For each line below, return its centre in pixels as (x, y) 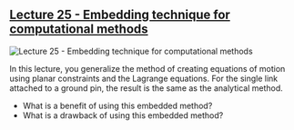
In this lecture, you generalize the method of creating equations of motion (147, 68)
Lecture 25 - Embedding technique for (120, 15)
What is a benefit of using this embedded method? (117, 105)
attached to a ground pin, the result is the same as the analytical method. (147, 88)
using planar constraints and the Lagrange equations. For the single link (144, 78)
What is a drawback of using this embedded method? (123, 115)
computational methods (79, 30)
